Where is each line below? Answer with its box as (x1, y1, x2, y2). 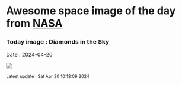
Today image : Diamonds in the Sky (6, 38, 110, 46)
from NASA (6, 17, 63, 30)
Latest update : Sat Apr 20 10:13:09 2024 (6, 74, 90, 80)
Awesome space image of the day (6, 4, 176, 18)
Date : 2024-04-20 (6, 51, 53, 58)
